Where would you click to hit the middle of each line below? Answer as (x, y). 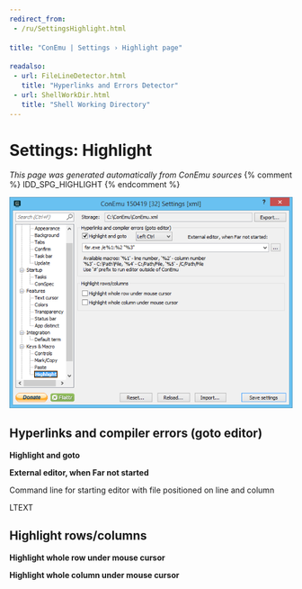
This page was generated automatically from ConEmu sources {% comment (151, 175)
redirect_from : (38, 19)
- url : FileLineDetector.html (70, 77)
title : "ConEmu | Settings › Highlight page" (96, 48)
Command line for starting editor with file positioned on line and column (142, 490)
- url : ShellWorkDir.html (62, 95)
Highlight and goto (45, 455)
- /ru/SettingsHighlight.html (70, 28)
